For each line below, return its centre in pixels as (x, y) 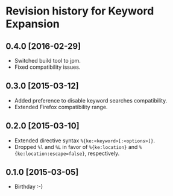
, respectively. (102, 153)
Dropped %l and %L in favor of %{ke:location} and (76, 147)
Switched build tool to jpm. (47, 61)
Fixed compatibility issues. (47, 67)
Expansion (33, 24)
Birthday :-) (29, 187)
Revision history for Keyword (80, 11)
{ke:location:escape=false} (49, 154)
